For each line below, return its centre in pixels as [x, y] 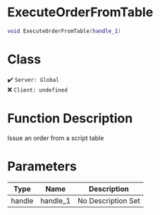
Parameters [42, 166]
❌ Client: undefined [38, 90]
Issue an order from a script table [56, 137]
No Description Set [109, 200]
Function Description [70, 118]
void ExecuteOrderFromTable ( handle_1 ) [64, 31]
